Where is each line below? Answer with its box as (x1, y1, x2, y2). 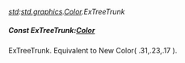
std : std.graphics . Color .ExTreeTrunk (8, 7, 125, 16)
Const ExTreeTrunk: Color (8, 25, 95, 35)
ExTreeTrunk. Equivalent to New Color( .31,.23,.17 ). (8, 45, 178, 55)
